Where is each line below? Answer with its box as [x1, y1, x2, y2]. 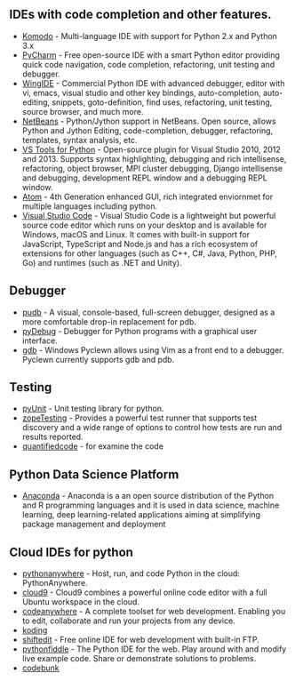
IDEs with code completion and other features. [9, 7, 273, 22]
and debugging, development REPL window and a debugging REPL [21, 172, 268, 183]
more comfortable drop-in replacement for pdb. [21, 316, 197, 327]
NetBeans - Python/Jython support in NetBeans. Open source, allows [21, 116, 277, 126]
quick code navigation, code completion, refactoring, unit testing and [21, 59, 275, 69]
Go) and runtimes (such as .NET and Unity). [21, 257, 182, 268]
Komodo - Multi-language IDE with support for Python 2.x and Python [21, 30, 278, 41]
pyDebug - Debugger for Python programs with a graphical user [21, 325, 258, 336]
